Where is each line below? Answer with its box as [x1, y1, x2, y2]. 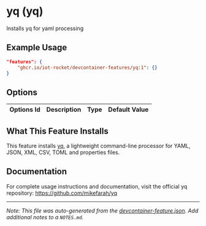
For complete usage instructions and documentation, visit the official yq [6, 182, 188, 190]
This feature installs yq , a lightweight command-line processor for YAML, [6, 142, 191, 149]
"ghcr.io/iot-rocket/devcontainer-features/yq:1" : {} [17, 64, 158, 71]
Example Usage [6, 42, 67, 53]
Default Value [108, 106, 149, 114]
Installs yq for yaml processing [6, 25, 84, 32]
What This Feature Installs [6, 126, 109, 136]
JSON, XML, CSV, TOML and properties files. [6, 149, 120, 156]
